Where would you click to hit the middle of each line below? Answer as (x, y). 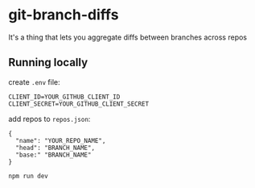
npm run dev (28, 176)
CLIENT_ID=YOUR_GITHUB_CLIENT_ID (64, 97)
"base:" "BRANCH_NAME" (53, 155)
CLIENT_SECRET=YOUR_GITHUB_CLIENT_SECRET (79, 104)
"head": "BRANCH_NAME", (55, 148)
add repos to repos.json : (49, 119)
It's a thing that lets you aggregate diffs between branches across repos (128, 37)
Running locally (48, 63)
